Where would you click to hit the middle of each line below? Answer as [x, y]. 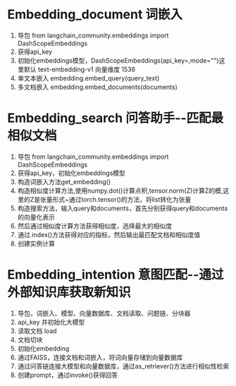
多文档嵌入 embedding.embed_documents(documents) [98, 87]
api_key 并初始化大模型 [51, 322]
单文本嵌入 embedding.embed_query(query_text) [88, 78]
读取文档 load [37, 331]
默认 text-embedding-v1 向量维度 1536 [80, 69]
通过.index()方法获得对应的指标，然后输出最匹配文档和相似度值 [109, 234]
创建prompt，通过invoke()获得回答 [68, 375]
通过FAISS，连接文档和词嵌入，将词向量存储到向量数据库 [100, 357]
